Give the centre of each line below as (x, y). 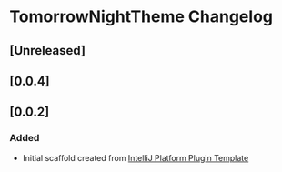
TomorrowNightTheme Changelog (141, 17)
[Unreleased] (48, 51)
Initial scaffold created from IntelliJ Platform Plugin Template (136, 157)
